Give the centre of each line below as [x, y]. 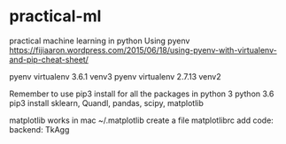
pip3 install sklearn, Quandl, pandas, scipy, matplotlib [106, 102]
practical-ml [55, 16]
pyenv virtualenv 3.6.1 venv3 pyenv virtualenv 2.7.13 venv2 [115, 76]
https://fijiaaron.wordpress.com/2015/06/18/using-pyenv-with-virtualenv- [143, 49]
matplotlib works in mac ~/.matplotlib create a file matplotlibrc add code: [142, 120]
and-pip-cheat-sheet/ [49, 59]
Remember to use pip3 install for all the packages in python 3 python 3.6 [142, 94]
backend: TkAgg [39, 129]
